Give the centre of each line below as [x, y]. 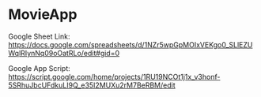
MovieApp [43, 15]
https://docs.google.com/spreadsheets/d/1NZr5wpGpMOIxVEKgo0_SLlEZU [130, 44]
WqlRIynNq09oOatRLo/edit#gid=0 [64, 53]
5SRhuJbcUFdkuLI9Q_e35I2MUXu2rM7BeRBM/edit [92, 85]
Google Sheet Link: [39, 36]
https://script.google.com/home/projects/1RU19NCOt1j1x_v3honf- [114, 76]
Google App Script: [40, 68]
